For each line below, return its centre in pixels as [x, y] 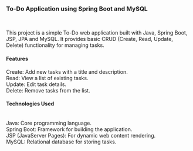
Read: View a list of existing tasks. [47, 78]
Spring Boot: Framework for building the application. [69, 129]
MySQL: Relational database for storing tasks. [61, 142]
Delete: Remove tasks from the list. [48, 90]
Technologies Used [30, 104]
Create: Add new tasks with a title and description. [67, 71]
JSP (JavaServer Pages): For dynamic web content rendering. [81, 135]
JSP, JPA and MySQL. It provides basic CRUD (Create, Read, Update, [89, 39]
